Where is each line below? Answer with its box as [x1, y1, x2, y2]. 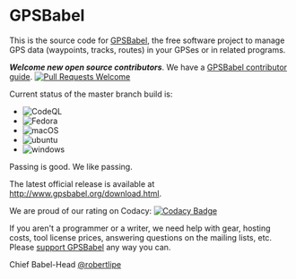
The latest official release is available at [9, 178, 155, 189]
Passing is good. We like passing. [9, 161, 133, 172]
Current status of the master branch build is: [9, 89, 173, 99]
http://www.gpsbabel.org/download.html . [9, 188, 162, 199]
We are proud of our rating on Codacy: [9, 205, 152, 216]
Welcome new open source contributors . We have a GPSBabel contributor [9, 62, 288, 72]
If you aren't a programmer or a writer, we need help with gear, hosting [9, 223, 271, 233]
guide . [9, 71, 33, 81]
